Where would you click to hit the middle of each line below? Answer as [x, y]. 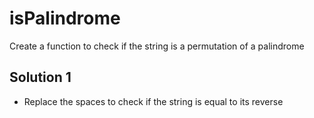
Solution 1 [40, 77]
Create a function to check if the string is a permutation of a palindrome [157, 46]
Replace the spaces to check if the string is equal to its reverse [153, 101]
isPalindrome [65, 18]
